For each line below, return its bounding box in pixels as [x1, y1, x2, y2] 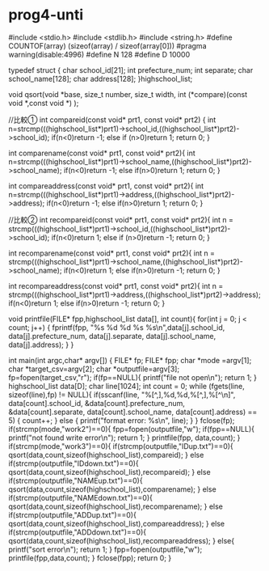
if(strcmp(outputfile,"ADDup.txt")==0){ [8, 510, 137, 519]
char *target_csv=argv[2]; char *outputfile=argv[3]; [8, 364, 180, 374]
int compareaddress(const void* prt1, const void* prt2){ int [8, 180, 204, 191]
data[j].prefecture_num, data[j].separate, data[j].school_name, [8, 331, 216, 340]
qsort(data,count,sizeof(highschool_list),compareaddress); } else [8, 518, 225, 528]
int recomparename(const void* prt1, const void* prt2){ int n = [8, 248, 216, 258]
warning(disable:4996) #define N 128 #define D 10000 [8, 49, 191, 59]
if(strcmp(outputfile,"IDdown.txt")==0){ [8, 459, 139, 468]
